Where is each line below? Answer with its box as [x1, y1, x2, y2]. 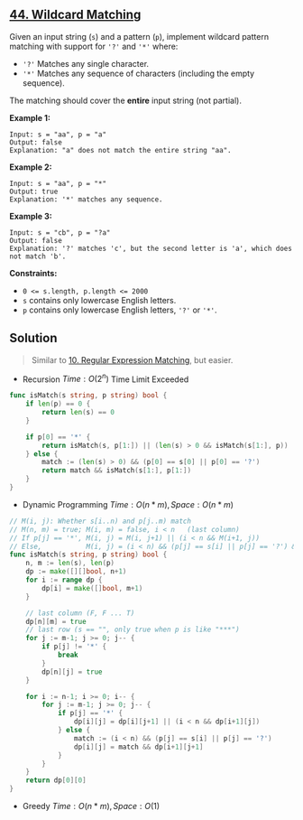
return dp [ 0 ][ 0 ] [25, 776, 87, 785]
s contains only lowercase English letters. [22, 294, 177, 305]
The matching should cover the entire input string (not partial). [9, 95, 242, 106]
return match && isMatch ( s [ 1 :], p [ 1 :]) [41, 466, 192, 475]
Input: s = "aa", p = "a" [9, 130, 106, 139]
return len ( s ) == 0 [41, 408, 115, 417]
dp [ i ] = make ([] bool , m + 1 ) [41, 583, 143, 592]
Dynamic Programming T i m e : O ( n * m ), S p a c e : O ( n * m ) [22, 499, 234, 509]
